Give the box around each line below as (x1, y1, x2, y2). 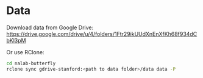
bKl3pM (6, 37, 26, 44)
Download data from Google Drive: (6, 24, 93, 31)
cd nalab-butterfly (6, 60, 56, 66)
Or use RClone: (6, 48, 45, 55)
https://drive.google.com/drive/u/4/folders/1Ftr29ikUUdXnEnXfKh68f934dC (6, 30, 198, 37)
